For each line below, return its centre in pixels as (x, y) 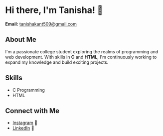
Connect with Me (32, 111)
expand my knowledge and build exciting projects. (57, 62)
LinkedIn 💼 (23, 128)
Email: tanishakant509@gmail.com (41, 24)
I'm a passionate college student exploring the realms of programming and (82, 51)
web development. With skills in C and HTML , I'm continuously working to (81, 57)
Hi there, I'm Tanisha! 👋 (54, 10)
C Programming (28, 90)
